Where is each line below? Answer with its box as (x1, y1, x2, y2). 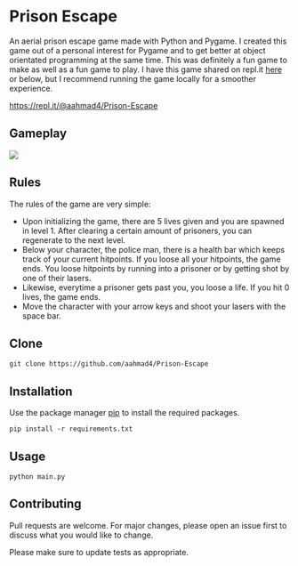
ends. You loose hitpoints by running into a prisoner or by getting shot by (21, 263, 290, 273)
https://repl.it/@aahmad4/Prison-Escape (9, 100, 158, 110)
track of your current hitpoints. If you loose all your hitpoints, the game (21, 254, 281, 264)
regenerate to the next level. (21, 234, 126, 246)
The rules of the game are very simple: (9, 198, 151, 209)
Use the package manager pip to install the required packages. (9, 408, 240, 418)
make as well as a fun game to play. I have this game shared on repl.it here (9, 64, 283, 75)
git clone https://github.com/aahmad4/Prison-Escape (9, 360, 209, 368)
